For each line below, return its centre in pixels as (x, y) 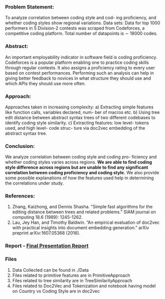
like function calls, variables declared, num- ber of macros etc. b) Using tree (82, 112)
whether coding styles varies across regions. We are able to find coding (79, 162)
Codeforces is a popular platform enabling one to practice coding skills (77, 62)
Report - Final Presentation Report (47, 246)
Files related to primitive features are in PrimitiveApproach (71, 275)
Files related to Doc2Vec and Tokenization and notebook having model (84, 286)
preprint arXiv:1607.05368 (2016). (46, 233)
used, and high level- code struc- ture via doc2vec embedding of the (75, 128)
